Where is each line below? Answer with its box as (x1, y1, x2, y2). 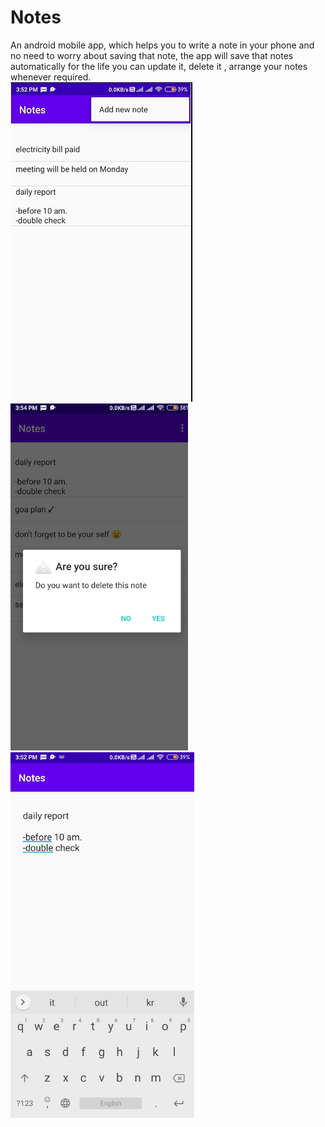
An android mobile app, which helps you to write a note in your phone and (10, 39, 315, 51)
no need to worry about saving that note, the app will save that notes (10, 49, 294, 61)
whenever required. (10, 71, 92, 83)
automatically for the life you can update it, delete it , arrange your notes (10, 60, 308, 72)
